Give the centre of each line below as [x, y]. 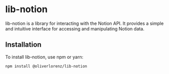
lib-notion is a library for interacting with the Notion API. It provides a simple [84, 23]
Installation [23, 45]
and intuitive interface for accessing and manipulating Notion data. [75, 28]
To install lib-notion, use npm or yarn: [44, 57]
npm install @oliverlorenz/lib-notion [46, 66]
